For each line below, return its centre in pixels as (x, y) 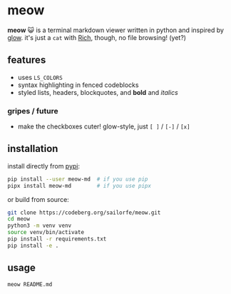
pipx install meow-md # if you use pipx (79, 186)
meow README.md (30, 284)
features (27, 60)
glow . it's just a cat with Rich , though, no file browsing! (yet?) (97, 37)
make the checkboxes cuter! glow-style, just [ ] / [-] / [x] (104, 126)
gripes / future (33, 111)
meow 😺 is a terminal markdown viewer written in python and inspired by (116, 30)
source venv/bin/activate (46, 233)
